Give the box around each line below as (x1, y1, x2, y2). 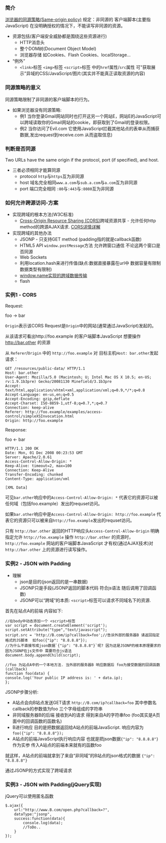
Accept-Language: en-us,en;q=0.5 (5, 392, 74, 397)
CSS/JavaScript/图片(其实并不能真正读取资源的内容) (39, 70, 145, 76)
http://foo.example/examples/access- (25, 410, 103, 415)
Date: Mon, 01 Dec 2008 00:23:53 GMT (5, 450, 83, 456)
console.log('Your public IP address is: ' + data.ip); (5, 675, 123, 680)
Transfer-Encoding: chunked (5, 472, 63, 477)
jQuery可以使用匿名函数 (5, 793, 54, 799)
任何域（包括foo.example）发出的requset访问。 (5, 501, 103, 507)
